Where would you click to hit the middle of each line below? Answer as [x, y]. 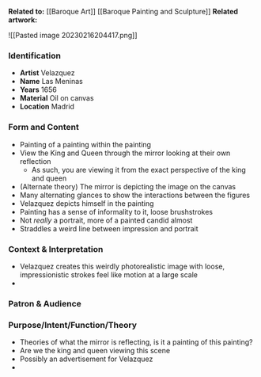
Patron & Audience [45, 303]
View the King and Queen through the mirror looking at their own [125, 153]
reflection [35, 161]
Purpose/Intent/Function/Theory [72, 325]
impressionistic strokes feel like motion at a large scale [109, 274]
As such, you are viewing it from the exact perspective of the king [139, 169]
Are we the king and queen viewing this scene [95, 351]
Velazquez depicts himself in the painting [87, 203]
